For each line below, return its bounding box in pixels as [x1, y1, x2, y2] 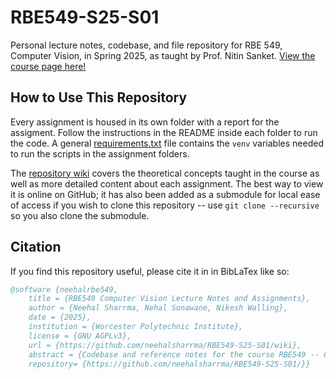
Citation [10, 239, 62, 256]
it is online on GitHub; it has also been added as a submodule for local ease [10, 188, 321, 200]
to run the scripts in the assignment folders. [10, 147, 190, 160]
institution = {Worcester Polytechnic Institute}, [28, 322, 244, 332]
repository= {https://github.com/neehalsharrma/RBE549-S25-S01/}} [28, 359, 311, 369]
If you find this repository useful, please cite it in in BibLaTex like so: [10, 265, 290, 277]
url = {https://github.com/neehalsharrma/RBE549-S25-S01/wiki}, [28, 340, 302, 350]
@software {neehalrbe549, [10, 284, 118, 295]
